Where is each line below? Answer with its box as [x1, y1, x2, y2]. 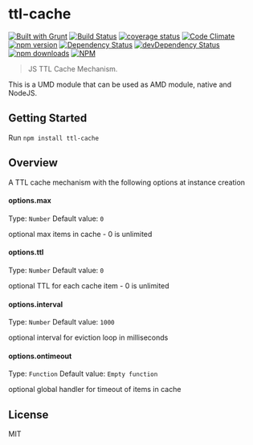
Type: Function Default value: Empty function [8, 369, 158, 378]
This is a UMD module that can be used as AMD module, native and [8, 80, 232, 89]
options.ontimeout [8, 351, 72, 361]
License [8, 407, 49, 422]
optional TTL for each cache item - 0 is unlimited [8, 280, 170, 290]
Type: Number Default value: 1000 [8, 317, 115, 327]
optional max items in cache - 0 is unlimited [8, 229, 153, 239]
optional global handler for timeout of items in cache [8, 385, 182, 394]
